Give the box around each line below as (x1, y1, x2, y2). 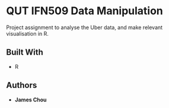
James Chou (14, 96, 47, 103)
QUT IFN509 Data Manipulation (6, 4, 163, 18)
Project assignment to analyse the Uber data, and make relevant (6, 24, 163, 31)
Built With (6, 47, 43, 58)
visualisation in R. (6, 30, 49, 37)
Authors (6, 80, 37, 90)
